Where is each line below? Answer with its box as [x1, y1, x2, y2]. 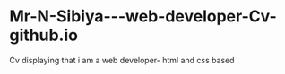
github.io [9, 25, 79, 45]
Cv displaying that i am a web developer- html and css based [9, 54, 235, 65]
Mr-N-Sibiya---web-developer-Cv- [9, 6, 278, 27]
